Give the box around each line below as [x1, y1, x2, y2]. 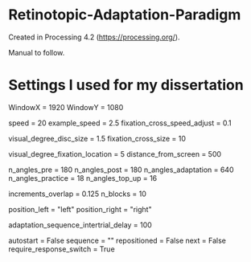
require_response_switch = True [8, 244, 115, 254]
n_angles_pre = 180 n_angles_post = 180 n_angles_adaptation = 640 [8, 165, 234, 174]
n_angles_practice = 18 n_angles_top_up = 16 [8, 173, 158, 182]
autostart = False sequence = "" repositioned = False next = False [8, 235, 227, 245]
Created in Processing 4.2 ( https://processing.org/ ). [8, 32, 180, 42]
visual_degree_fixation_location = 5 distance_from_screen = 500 [8, 149, 222, 158]
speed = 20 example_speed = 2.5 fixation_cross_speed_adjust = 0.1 [8, 118, 232, 128]
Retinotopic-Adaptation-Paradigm [8, 6, 241, 24]
